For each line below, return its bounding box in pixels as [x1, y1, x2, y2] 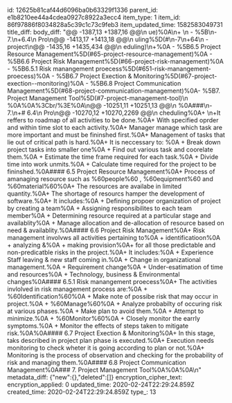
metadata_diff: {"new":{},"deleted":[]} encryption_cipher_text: [7, 373, 183, 381]
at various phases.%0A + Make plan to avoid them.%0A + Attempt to [7, 307, 204, 315]
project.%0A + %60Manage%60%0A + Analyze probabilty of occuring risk [7, 300, 223, 308]
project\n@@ [7, 43, 45, 50]
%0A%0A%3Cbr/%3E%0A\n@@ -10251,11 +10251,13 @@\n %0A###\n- [7, 102, 213, 109]
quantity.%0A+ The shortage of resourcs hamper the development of [7, 189, 206, 198]
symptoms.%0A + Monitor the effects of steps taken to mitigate [7, 321, 189, 330]
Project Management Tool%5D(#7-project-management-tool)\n [7, 94, 188, 102]
